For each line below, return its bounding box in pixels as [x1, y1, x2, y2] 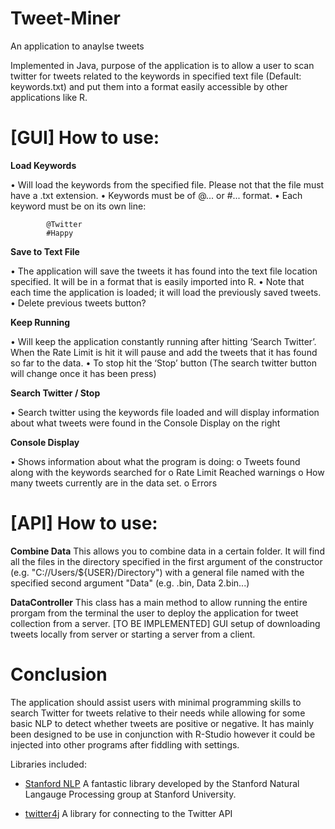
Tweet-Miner [10, 7, 121, 30]
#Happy [46, 228, 74, 238]
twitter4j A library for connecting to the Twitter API [24, 807, 233, 819]
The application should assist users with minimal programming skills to [10, 696, 302, 708]
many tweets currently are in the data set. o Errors [10, 477, 218, 489]
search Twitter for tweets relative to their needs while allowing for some [10, 707, 306, 719]
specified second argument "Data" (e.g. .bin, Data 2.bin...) [10, 577, 250, 589]
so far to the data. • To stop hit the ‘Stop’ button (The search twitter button [10, 357, 318, 369]
